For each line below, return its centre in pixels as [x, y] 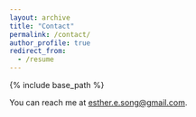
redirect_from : [38, 51]
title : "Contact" [42, 26]
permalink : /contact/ [50, 34]
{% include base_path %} [57, 85]
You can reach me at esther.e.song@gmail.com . [98, 103]
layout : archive [40, 18]
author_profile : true [50, 43]
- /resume [36, 59]
